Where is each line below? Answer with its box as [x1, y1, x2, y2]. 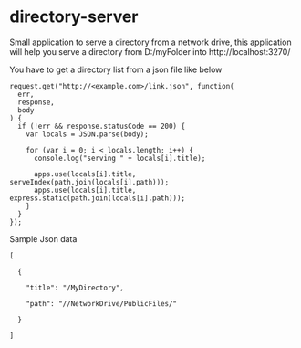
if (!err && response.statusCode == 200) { [17, 121, 185, 131]
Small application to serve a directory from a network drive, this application [9, 37, 292, 47]
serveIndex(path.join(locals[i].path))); [9, 177, 170, 186]
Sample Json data [9, 233, 78, 244]
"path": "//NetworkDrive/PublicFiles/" [26, 299, 178, 308]
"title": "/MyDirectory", [26, 283, 125, 292]
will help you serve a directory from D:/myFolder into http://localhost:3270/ [9, 46, 291, 57]
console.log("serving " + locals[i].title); [33, 153, 206, 163]
